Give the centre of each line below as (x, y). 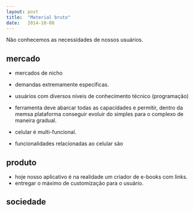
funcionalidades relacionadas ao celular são (69, 143)
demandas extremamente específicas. (62, 85)
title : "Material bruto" (38, 17)
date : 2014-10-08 (30, 23)
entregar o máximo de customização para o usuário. (79, 183)
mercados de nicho (39, 73)
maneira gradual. (36, 121)
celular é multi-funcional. (45, 132)
